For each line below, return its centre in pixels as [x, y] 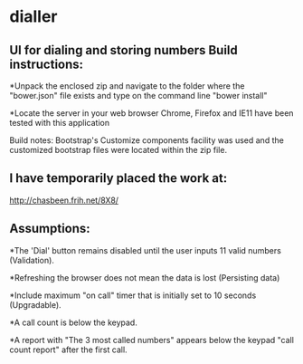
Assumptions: [50, 229]
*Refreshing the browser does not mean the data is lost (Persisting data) [145, 277]
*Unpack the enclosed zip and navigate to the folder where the [127, 86]
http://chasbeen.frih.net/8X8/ [64, 200]
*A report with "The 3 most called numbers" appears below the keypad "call [151, 340]
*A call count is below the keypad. [73, 322]
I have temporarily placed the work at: [118, 178]
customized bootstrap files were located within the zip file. [118, 150]
